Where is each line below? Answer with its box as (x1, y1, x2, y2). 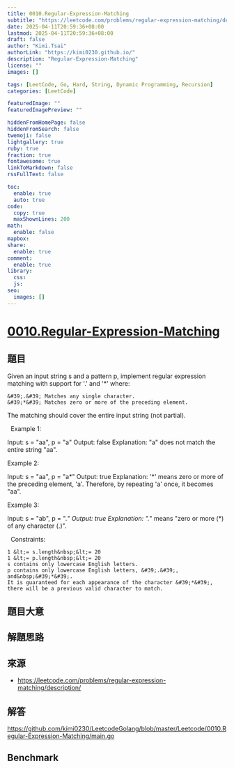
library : (7, 267, 33, 275)
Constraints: (10, 535, 46, 543)
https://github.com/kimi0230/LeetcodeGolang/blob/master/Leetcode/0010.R (7, 725, 227, 733)
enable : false (13, 229, 54, 236)
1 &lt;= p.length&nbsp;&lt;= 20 (7, 554, 101, 561)
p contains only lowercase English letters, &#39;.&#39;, (7, 567, 179, 574)
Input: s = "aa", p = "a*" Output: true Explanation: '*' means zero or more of (7, 472, 224, 480)
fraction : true (7, 151, 52, 159)
